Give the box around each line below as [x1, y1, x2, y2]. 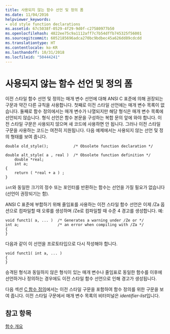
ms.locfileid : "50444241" [5, 54, 60, 60]
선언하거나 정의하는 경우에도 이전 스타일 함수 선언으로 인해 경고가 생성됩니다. [5, 276, 157, 282]
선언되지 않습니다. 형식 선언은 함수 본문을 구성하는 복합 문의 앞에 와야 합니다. [5, 115, 157, 121]
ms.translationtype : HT [5, 41, 56, 46]
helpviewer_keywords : [5, 17, 51, 22]
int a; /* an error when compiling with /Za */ [5, 222, 144, 228]
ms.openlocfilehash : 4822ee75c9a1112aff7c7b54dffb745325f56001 [5, 31, 142, 36]
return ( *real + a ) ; [14, 170, 65, 175]
